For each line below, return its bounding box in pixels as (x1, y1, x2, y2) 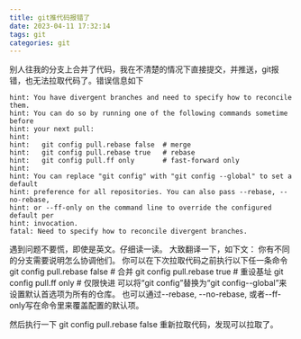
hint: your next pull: (9, 125, 95, 134)
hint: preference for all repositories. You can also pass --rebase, (9, 188, 277, 197)
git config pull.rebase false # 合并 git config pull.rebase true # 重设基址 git (9, 266, 284, 277)
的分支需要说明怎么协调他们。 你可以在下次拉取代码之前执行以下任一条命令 (9, 255, 288, 266)
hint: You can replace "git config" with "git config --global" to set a (9, 172, 293, 181)
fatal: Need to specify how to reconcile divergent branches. (9, 227, 248, 236)
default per (9, 211, 54, 220)
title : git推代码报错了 (9, 13, 90, 22)
